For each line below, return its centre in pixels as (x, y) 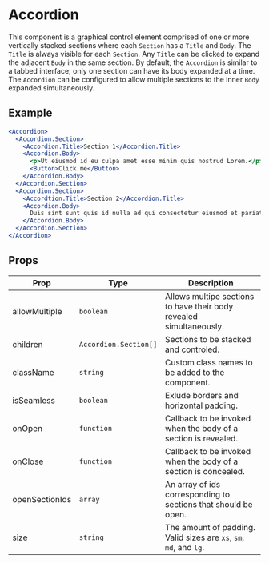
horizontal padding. (202, 405)
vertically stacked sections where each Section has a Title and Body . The (130, 45)
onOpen (27, 428)
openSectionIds (42, 499)
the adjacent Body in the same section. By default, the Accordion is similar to (133, 62)
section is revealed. (202, 438)
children (28, 344)
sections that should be (209, 504)
